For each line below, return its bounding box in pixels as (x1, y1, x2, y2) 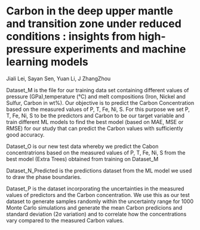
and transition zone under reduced (6, 17, 182, 31)
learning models (6, 55, 88, 69)
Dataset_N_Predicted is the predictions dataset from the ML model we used (6, 167, 192, 174)
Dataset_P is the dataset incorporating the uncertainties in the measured (6, 184, 184, 192)
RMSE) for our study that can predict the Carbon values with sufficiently (6, 125, 183, 132)
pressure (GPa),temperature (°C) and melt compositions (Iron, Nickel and (6, 93, 186, 100)
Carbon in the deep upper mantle (6, 4, 173, 18)
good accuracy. (6, 131, 45, 138)
